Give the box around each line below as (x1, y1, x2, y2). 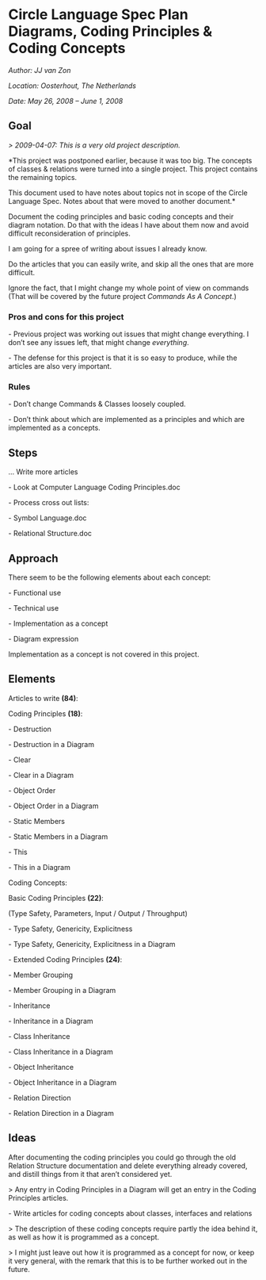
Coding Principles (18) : (8, 708, 83, 719)
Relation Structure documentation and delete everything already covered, (8, 1160, 248, 1171)
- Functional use (8, 588, 62, 597)
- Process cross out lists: (8, 498, 89, 508)
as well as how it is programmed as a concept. (8, 1232, 160, 1242)
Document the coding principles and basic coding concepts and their (8, 212, 234, 221)
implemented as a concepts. (8, 423, 101, 433)
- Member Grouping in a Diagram (8, 985, 116, 994)
